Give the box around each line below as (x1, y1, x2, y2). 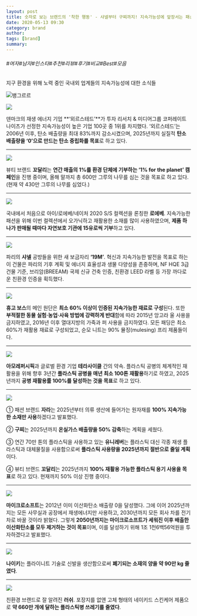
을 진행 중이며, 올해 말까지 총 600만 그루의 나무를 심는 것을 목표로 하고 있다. (15, 173, 189, 181)
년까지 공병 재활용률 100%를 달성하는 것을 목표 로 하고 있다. (6, 377, 141, 384)
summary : (6, 42, 28, 47)
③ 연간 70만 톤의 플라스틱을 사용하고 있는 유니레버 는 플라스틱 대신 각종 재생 (6, 438, 182, 445)
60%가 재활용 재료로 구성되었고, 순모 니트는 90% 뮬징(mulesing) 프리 (6, 326, 167, 333)
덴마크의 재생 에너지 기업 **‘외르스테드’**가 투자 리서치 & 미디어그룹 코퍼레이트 (6, 115, 186, 122)
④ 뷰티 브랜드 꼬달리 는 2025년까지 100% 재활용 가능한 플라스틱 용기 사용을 (6, 465, 181, 472)
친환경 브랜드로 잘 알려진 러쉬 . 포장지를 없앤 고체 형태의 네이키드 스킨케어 (6, 596, 174, 604)
